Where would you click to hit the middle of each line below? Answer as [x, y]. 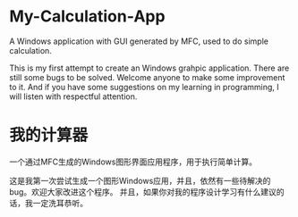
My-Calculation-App [87, 17]
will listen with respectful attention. [73, 96]
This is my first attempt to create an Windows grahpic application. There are [149, 68]
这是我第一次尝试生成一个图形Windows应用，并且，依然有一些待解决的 [140, 180]
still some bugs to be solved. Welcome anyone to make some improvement [147, 77]
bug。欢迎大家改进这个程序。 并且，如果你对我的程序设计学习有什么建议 [143, 192]
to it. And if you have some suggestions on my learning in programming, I [144, 87]
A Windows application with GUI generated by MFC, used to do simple [139, 41]
